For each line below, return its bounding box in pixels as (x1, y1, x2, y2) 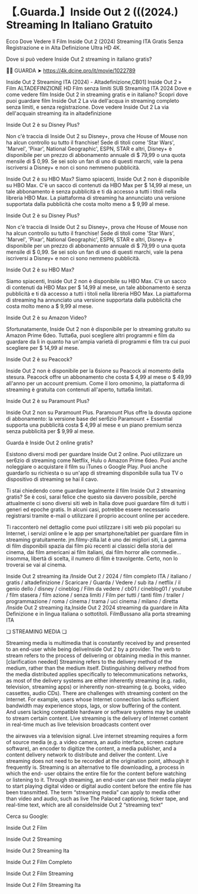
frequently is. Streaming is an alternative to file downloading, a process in (6, 764, 184, 771)
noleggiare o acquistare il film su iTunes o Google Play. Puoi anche (6, 463, 168, 470)
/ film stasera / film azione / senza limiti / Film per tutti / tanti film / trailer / (6, 591, 184, 598)
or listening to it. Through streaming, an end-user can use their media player (6, 776, 192, 783)
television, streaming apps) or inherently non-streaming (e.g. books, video (6, 683, 187, 690)
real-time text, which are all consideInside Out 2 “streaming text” (6, 801, 163, 808)
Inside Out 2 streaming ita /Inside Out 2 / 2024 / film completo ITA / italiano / (6, 572, 192, 579)
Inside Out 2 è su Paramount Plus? (6, 397, 90, 404)
